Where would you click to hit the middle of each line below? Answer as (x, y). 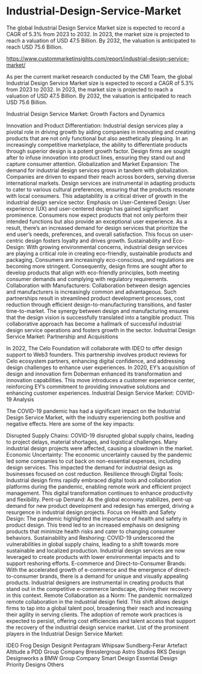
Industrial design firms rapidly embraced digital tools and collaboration (94, 480)
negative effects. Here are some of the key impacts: (70, 424)
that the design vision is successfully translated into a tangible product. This (100, 317)
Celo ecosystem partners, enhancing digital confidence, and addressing (96, 361)
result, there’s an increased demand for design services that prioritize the (97, 227)
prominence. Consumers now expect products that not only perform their (97, 215)
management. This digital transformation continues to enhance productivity (99, 493)
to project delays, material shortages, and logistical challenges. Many (92, 442)
